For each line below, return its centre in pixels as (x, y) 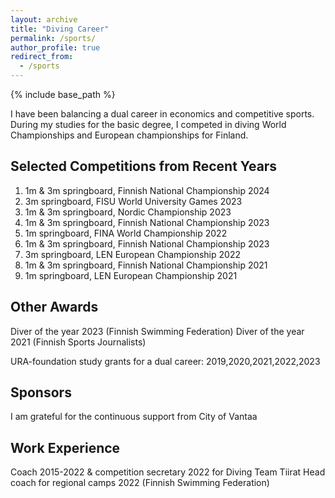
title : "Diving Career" (60, 29)
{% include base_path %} (63, 94)
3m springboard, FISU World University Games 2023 (133, 201)
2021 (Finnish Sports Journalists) (78, 342)
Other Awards (54, 307)
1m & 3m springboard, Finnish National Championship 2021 (146, 265)
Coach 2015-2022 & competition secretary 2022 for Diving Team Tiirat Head (168, 472)
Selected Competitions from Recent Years (144, 166)
